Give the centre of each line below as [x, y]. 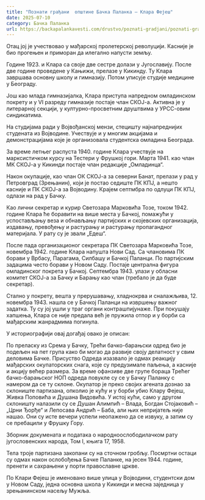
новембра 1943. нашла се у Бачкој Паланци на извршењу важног [92, 303]
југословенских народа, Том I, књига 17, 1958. [66, 442]
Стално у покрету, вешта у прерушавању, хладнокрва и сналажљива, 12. [102, 296]
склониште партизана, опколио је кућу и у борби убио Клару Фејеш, [95, 391]
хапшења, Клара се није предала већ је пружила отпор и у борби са [96, 315]
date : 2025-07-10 [28, 18]
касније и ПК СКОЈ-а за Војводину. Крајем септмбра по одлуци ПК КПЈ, [101, 189]
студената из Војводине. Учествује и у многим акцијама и [82, 133]
